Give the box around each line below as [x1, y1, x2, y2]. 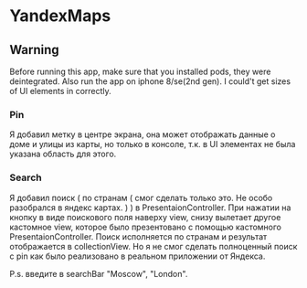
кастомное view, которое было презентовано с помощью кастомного [9, 221, 281, 232]
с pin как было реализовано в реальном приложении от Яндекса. [9, 251, 266, 261]
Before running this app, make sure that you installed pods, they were [9, 66, 271, 77]
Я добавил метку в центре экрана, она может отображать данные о [9, 129, 276, 140]
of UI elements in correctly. [9, 86, 111, 96]
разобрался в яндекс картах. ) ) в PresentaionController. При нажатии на [9, 202, 291, 213]
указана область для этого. [9, 148, 117, 160]
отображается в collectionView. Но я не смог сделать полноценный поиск [9, 240, 298, 251]
